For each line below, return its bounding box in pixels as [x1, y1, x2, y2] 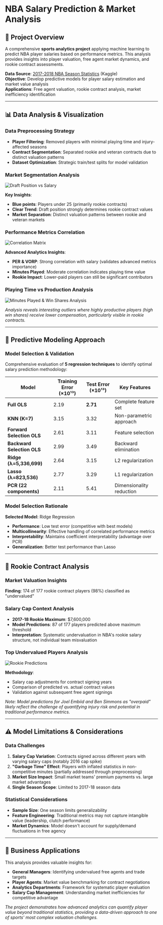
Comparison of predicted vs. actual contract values [12, 684, 115, 690]
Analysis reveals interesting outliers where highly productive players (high [5, 307, 153, 313]
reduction [114, 488, 137, 495]
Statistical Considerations [5, 796, 68, 803]
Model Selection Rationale [5, 503, 68, 509]
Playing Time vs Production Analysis [5, 286, 94, 293]
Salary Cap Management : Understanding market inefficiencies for [12, 890, 145, 895]
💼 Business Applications [5, 846, 80, 855]
